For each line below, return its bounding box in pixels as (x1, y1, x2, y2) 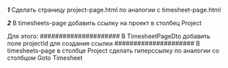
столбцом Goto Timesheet (7, 54, 83, 62)
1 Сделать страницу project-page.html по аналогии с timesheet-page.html (7, 6, 221, 14)
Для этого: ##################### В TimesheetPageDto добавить (7, 32, 211, 40)
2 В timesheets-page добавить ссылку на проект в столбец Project (7, 19, 202, 27)
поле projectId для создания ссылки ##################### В (7, 39, 201, 47)
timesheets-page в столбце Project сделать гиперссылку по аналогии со (7, 47, 220, 54)
